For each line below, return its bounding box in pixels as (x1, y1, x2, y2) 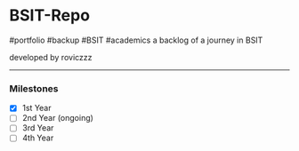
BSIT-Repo (9, 5, 91, 26)
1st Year (21, 103, 52, 114)
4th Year (21, 132, 54, 143)
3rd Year (21, 123, 54, 133)
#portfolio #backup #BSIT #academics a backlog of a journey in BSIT (9, 35, 263, 45)
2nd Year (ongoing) (21, 113, 93, 123)
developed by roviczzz (9, 52, 93, 62)
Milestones (9, 82, 59, 94)
